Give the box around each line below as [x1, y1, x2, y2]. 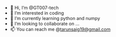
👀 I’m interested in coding [10, 10, 64, 16]
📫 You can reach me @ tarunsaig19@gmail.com [10, 26, 111, 32]
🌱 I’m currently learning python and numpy [10, 15, 101, 21]
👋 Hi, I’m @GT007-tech [10, 5, 59, 10]
